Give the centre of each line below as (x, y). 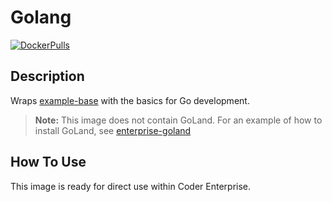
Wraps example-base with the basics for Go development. (130, 100)
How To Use (48, 162)
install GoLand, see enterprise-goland (113, 130)
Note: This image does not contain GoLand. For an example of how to (178, 120)
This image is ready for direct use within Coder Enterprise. (131, 186)
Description (47, 76)
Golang (41, 17)
